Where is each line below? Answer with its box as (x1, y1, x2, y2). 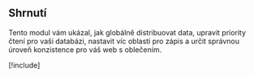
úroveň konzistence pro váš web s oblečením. (8, 44, 162, 55)
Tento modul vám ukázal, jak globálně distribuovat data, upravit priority (8, 27, 246, 37)
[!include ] (8, 60, 41, 70)
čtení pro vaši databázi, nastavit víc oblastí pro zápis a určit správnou (8, 36, 239, 46)
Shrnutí (8, 6, 47, 20)
